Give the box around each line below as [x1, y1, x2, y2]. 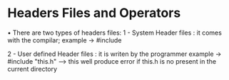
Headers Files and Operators [7, 5, 181, 21]
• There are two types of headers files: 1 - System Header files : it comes [7, 28, 223, 37]
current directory [7, 64, 58, 73]
